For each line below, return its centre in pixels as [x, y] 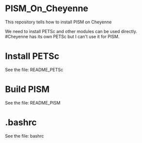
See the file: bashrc [25, 136]
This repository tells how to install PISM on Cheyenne [58, 22]
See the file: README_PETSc [34, 70]
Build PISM [27, 89]
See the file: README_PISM [33, 103]
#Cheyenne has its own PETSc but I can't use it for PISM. [62, 36]
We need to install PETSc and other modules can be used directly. [71, 31]
